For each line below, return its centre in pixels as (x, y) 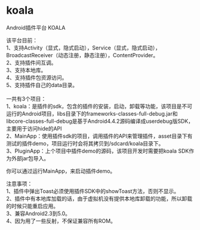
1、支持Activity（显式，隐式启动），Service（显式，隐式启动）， (84, 48)
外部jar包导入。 (30, 158)
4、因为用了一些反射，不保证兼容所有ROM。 (61, 220)
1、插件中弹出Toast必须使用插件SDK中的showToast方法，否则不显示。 (93, 191)
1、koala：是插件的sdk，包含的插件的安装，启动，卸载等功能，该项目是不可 (99, 106)
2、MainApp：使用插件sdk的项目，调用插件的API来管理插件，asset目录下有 (99, 136)
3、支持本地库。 (26, 70)
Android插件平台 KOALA (36, 27)
